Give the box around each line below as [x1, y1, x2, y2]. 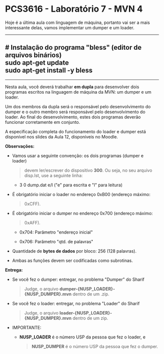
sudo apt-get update [5, 59, 69, 67]
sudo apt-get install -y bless [5, 66, 93, 75]
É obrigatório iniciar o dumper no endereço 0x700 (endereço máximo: [12, 210, 153, 216]
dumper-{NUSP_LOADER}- [59, 286, 115, 292]
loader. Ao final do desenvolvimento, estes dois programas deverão [5, 114, 141, 120]
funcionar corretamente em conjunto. [5, 119, 81, 125]
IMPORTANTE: [12, 324, 41, 330]
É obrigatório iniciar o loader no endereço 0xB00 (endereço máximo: [12, 191, 150, 197]
